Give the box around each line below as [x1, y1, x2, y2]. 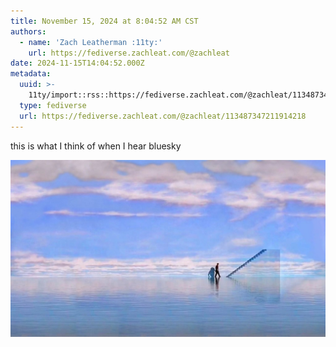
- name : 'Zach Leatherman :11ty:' [19, 37, 163, 47]
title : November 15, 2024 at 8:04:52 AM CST [10, 16, 199, 26]
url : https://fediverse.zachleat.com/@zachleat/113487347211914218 [19, 111, 307, 121]
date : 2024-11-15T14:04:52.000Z [10, 58, 145, 69]
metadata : [10, 69, 52, 79]
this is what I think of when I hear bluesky [10, 140, 182, 152]
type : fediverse [19, 100, 87, 110]
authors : [10, 26, 47, 37]
